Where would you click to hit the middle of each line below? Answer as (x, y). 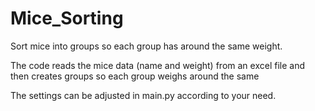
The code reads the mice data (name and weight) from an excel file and (157, 65)
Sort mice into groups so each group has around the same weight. (146, 46)
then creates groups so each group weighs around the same (135, 76)
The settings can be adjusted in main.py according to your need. (143, 95)
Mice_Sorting (67, 18)
